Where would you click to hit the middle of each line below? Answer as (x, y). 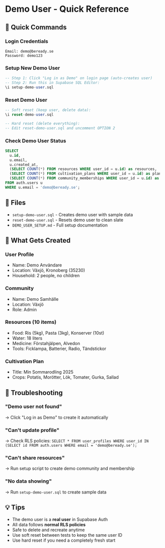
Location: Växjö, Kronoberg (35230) (49, 270)
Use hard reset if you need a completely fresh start (64, 540)
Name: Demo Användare (37, 265)
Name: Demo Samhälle (35, 299)
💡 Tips (15, 507)
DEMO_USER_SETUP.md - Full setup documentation (60, 225)
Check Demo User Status (36, 141)
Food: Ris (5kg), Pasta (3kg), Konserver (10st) (58, 333)
